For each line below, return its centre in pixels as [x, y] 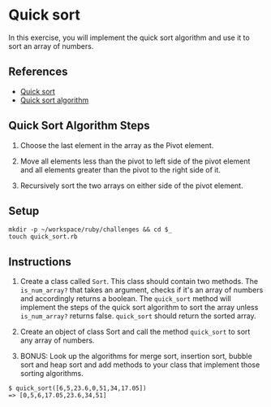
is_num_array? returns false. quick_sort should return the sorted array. [138, 316]
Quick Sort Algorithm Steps [79, 126]
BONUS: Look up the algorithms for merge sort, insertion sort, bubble [136, 357]
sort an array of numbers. [51, 46]
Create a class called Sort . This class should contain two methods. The [139, 282]
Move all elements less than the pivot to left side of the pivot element [135, 161]
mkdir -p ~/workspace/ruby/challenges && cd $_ [90, 230]
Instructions [40, 262]
